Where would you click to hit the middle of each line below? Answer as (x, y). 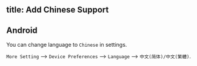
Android (22, 30)
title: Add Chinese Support (58, 10)
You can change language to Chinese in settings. (67, 45)
